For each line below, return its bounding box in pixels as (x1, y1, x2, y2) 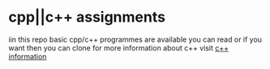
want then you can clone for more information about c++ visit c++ (8, 43, 229, 52)
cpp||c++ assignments (8, 8, 166, 26)
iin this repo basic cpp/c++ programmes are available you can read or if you (8, 34, 262, 44)
